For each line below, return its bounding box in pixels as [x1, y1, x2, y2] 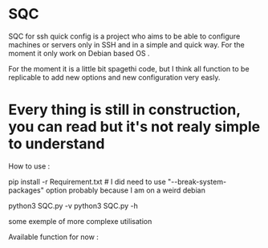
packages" [8, 185, 44, 195]
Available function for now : [8, 232, 99, 242]
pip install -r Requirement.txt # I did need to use [8, 177, 166, 186]
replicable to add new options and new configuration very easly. [8, 72, 221, 82]
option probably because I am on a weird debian [45, 185, 206, 195]
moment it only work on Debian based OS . [8, 48, 150, 58]
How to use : [8, 161, 51, 171]
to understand [8, 135, 105, 153]
